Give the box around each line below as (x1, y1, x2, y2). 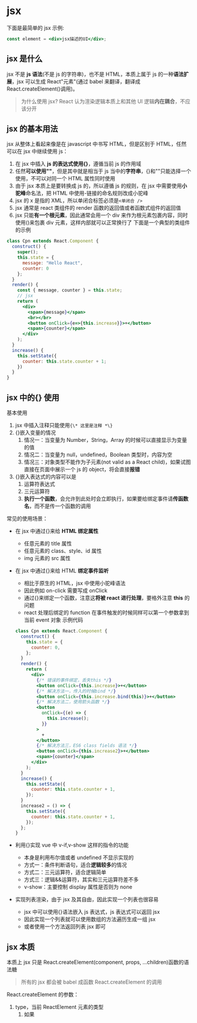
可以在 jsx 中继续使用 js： (6, 148, 69, 155)
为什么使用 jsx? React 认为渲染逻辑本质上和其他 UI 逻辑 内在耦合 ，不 (21, 98, 185, 105)
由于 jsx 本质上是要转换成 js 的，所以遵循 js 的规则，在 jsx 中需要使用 (15, 182, 182, 189)
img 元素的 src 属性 (23, 555, 71, 562)
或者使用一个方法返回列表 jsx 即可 (23, 923, 106, 930)
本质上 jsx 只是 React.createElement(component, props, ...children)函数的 (6, 959, 184, 966)
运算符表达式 (23, 481, 55, 487)
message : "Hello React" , (22, 260, 83, 266)
